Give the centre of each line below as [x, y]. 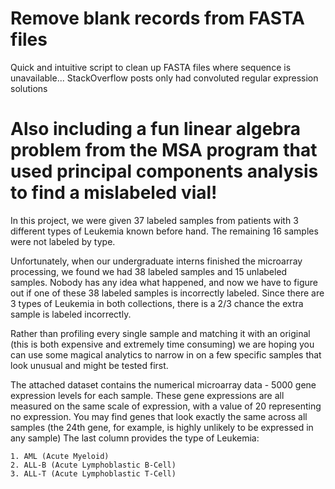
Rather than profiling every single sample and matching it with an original [160, 333]
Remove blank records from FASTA [157, 18]
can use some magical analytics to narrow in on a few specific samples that [166, 354]
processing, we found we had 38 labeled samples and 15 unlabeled [149, 271]
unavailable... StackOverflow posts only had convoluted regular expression [164, 78]
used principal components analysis [164, 171]
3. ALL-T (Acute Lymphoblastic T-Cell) [93, 473]
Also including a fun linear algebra [155, 129]
